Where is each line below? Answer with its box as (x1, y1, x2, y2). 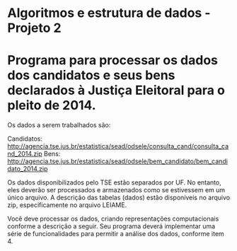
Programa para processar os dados (7, 52, 218, 69)
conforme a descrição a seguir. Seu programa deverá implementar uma (7, 222, 216, 230)
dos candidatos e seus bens (7, 67, 175, 83)
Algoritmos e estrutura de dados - (7, 5, 211, 21)
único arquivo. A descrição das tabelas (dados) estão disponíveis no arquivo (7, 193, 231, 202)
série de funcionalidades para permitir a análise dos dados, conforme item (7, 230, 224, 238)
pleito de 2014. (7, 98, 97, 114)
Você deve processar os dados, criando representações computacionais (7, 214, 219, 223)
